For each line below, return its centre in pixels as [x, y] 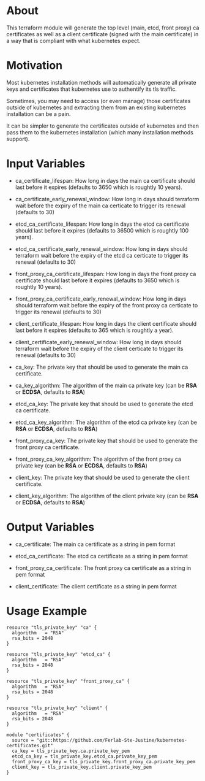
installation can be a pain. [39, 113]
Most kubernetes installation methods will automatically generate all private [102, 82]
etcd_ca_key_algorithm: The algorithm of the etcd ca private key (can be [106, 422]
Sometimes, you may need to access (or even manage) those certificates [99, 101]
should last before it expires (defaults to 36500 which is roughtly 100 [102, 230]
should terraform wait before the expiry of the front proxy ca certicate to [106, 305]
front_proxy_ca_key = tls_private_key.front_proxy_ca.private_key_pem [104, 761]
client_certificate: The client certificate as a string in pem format [96, 586]
